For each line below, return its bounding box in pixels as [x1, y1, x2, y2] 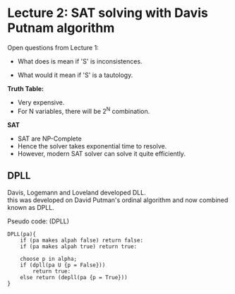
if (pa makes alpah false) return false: [20, 237, 143, 245]
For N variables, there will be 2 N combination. [17, 105, 150, 115]
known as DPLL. [7, 204, 54, 212]
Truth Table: [7, 84, 44, 93]
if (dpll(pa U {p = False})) [20, 261, 106, 269]
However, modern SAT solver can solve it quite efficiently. [17, 149, 186, 158]
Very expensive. [17, 98, 65, 107]
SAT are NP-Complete [17, 134, 83, 143]
